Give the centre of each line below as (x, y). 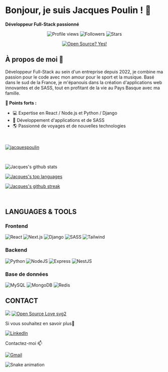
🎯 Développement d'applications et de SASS (58, 120)
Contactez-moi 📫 (24, 343)
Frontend (17, 226)
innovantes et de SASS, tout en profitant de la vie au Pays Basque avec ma (82, 88)
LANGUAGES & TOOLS (41, 212)
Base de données (27, 274)
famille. (13, 93)
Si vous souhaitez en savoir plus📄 (40, 323)
